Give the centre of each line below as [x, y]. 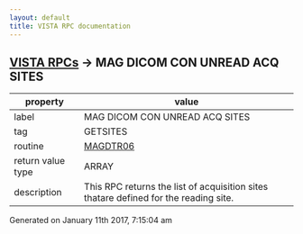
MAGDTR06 [110, 147]
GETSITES [106, 131]
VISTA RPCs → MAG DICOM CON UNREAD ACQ [144, 63]
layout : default [40, 18]
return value [40, 161]
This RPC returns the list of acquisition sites [176, 187]
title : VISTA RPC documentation [70, 26]
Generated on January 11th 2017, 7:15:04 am [91, 220]
